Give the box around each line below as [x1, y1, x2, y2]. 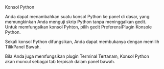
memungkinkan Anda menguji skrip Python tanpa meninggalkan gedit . [5, 19, 147, 24]
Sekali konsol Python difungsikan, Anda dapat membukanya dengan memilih [5, 39, 160, 45]
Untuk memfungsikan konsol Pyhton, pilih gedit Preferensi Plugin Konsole [5, 24, 152, 30]
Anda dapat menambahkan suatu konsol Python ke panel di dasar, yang [5, 14, 150, 19]
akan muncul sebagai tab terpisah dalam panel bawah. [5, 59, 115, 64]
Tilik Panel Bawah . [5, 44, 41, 49]
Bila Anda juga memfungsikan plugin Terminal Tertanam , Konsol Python [5, 53, 149, 59]
